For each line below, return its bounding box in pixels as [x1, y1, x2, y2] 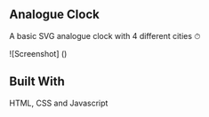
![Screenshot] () [9, 48, 68, 58]
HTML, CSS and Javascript [9, 97, 109, 108]
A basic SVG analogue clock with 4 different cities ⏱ [9, 30, 201, 41]
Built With [9, 74, 65, 90]
